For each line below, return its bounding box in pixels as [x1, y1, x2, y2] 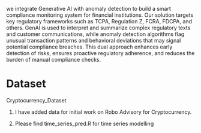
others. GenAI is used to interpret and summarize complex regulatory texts [6, 24, 191, 31]
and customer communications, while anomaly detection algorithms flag [6, 31, 185, 38]
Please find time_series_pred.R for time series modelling [14, 120, 154, 127]
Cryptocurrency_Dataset [6, 96, 67, 104]
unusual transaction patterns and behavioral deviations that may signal [6, 37, 181, 44]
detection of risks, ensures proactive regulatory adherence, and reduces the [6, 50, 195, 56]
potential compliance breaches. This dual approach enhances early [6, 43, 173, 50]
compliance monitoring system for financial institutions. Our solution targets [6, 11, 194, 19]
